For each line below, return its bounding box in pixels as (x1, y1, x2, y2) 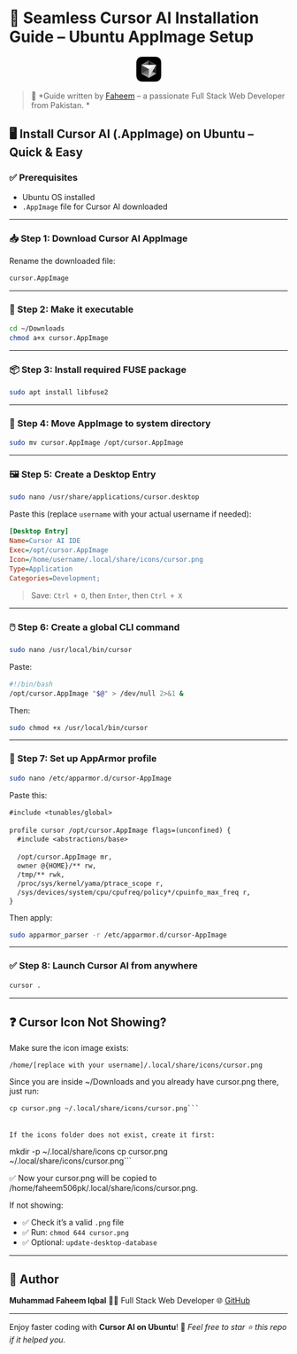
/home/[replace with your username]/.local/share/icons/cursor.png (9, 1061, 263, 1070)
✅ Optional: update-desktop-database (21, 1237, 157, 1248)
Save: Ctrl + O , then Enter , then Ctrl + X (30, 589, 183, 601)
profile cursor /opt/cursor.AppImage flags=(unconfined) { (9, 826, 232, 835)
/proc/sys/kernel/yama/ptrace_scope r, (17, 879, 164, 888)
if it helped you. (9, 1335, 66, 1345)
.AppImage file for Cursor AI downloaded (21, 201, 168, 212)
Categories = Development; (9, 573, 101, 583)
